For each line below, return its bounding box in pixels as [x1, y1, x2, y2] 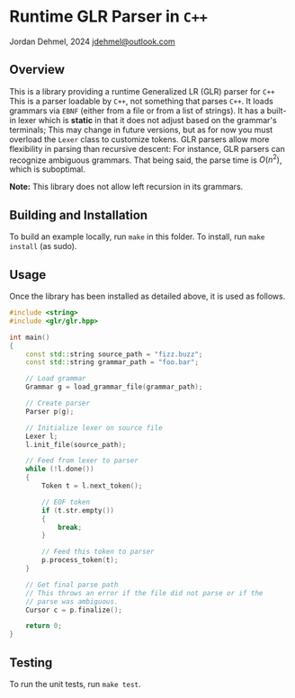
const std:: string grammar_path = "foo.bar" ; [25, 358, 200, 367]
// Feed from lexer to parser [25, 456, 139, 465]
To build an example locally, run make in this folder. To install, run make [9, 231, 265, 242]
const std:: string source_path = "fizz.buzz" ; [25, 349, 203, 359]
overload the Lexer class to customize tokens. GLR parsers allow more [9, 133, 270, 145]
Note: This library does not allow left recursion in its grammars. [9, 182, 244, 192]
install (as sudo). [9, 241, 77, 252]
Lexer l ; [25, 432, 58, 441]
